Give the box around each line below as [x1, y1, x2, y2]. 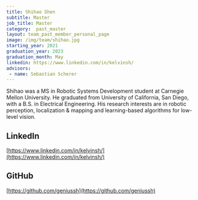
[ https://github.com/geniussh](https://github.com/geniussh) [6, 187, 156, 194]
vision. [19, 113, 36, 121]
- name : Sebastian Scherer [8, 71, 78, 77]
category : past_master [6, 25, 67, 32]
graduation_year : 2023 [6, 48, 64, 55]
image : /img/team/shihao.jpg [6, 37, 80, 43]
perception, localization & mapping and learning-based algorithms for [6, 107, 180, 114]
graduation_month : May [6, 54, 64, 60]
